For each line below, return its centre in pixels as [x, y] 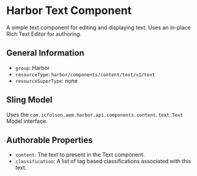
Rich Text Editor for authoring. [44, 33]
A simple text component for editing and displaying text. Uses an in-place [99, 27]
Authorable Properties [50, 140]
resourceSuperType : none [46, 80]
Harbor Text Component [69, 11]
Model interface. [27, 121]
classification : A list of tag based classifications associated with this [103, 161]
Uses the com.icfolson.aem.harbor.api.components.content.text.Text [95, 114]
